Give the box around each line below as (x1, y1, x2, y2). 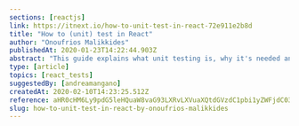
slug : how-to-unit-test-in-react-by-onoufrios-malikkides (9, 104, 229, 113)
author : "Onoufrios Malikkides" (9, 37, 129, 47)
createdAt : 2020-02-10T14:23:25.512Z (9, 87, 149, 96)
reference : (9, 95, 50, 105)
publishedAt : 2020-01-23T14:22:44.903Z (9, 46, 158, 55)
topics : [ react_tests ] (9, 71, 93, 80)
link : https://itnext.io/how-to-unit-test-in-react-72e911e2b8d (9, 21, 253, 30)
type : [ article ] (9, 63, 69, 72)
